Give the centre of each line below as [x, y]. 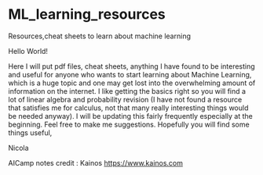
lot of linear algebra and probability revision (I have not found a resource [125, 99]
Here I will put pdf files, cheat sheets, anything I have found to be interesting [131, 66]
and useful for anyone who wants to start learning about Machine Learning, [130, 74]
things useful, [30, 132]
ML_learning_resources [87, 14]
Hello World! [28, 51]
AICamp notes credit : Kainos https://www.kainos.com [95, 162]
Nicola [18, 148]
